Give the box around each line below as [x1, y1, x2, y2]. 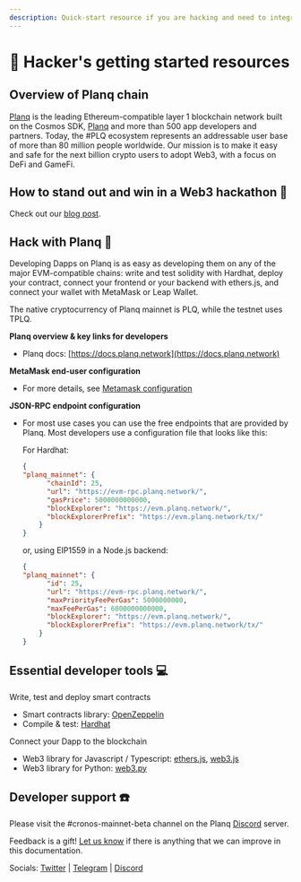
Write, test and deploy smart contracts [9, 691, 151, 702]
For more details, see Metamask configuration [21, 383, 193, 394]
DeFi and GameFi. [9, 159, 75, 169]
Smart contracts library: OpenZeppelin [21, 709, 164, 720]
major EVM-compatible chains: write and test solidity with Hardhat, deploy [9, 268, 284, 279]
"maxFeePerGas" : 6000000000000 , [46, 604, 168, 613]
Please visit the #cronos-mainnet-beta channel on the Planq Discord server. [9, 817, 289, 829]
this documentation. [9, 844, 83, 856]
